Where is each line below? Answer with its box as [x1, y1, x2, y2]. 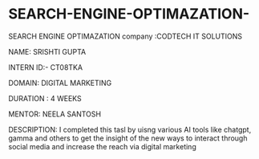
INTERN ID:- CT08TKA [8, 62, 83, 72]
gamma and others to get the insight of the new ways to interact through [8, 133, 248, 143]
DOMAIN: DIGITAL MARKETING [8, 78, 112, 88]
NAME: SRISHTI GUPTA [8, 47, 87, 56]
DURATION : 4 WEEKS [8, 93, 82, 103]
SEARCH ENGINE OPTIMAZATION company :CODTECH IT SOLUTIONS [8, 31, 243, 41]
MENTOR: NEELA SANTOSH [8, 109, 102, 119]
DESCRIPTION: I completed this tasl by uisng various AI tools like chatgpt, [8, 124, 252, 134]
